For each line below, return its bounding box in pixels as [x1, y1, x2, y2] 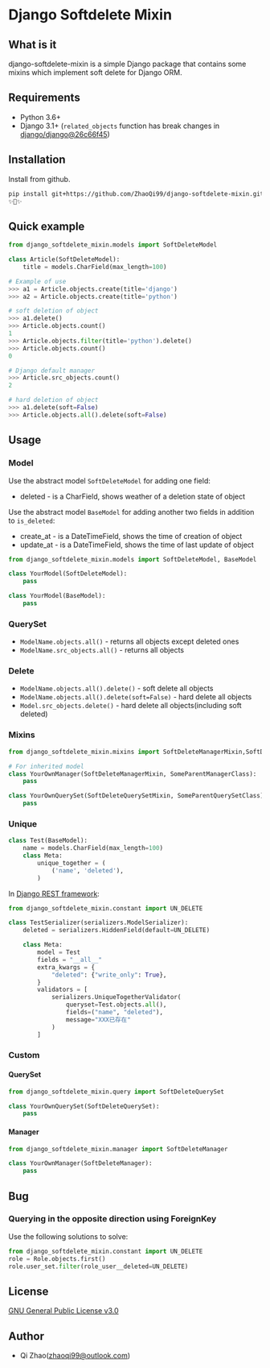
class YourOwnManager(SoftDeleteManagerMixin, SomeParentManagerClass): [8, 769, 257, 778]
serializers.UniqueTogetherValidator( [51, 993, 182, 1001]
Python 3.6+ [19, 112, 62, 122]
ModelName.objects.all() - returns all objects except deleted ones [19, 636, 239, 646]
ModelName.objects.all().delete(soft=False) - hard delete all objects [19, 692, 252, 702]
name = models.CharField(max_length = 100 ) [22, 844, 163, 852]
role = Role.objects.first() [8, 1254, 106, 1262]
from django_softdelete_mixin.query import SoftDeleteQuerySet [8, 1088, 225, 1096]
